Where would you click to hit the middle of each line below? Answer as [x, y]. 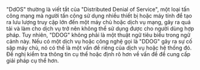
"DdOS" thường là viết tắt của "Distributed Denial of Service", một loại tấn [98, 9]
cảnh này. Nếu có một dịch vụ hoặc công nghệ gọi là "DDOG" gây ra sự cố [99, 41]
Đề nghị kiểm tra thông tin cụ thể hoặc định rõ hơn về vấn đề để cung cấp [98, 54]
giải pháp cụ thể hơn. [33, 61]
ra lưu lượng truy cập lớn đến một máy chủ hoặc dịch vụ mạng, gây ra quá [98, 22]
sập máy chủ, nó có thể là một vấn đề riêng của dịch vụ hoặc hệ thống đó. [99, 48]
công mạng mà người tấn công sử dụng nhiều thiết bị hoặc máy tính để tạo [99, 16]
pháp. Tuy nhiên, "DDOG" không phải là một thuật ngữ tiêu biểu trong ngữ [98, 35]
